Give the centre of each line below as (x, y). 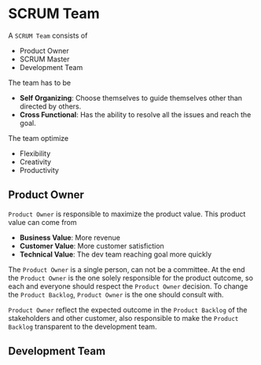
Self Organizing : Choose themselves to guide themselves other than (130, 98)
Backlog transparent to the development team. (83, 326)
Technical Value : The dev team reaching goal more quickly (116, 254)
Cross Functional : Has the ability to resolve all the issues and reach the (135, 114)
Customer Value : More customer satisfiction (92, 245)
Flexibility (35, 153)
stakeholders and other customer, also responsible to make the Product (123, 318)
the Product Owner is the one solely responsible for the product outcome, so (131, 278)
